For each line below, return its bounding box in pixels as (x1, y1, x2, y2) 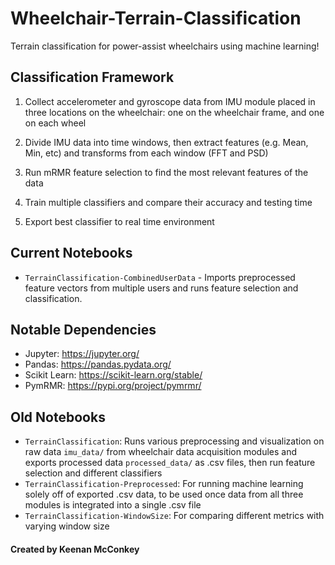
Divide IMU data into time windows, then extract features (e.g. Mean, (24, 136, 309, 148)
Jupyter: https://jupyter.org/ (24, 348, 140, 360)
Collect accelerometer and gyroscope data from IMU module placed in (24, 95, 316, 107)
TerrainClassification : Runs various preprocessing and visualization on (24, 435, 325, 447)
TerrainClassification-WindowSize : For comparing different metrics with (24, 510, 325, 522)
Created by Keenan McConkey (10, 543, 140, 555)
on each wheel (24, 117, 87, 129)
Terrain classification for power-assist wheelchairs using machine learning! (10, 40, 320, 52)
